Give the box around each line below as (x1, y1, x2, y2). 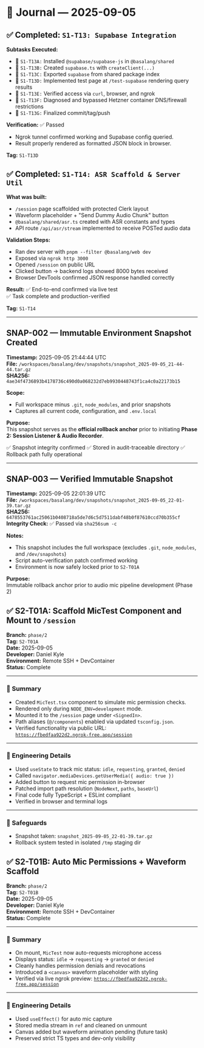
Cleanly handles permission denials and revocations (15, 962, 146, 970)
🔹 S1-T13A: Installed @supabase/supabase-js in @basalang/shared (15, 58, 174, 64)
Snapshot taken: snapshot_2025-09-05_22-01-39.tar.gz (15, 833, 153, 840)
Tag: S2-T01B (6, 888, 39, 896)
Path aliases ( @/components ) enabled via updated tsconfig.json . (15, 718, 175, 725)
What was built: (6, 193, 47, 200)
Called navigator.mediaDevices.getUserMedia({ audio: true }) (15, 772, 174, 779)
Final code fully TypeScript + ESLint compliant (15, 791, 131, 799)
